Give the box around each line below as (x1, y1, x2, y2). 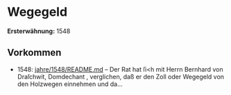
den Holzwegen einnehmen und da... (17, 80, 123, 88)
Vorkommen (7, 47, 62, 59)
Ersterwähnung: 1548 (7, 27, 71, 35)
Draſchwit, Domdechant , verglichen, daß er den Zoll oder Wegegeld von (17, 72, 224, 81)
